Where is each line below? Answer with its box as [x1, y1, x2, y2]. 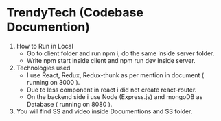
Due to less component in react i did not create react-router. [26, 85, 197, 94]
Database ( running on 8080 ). [26, 100, 113, 108]
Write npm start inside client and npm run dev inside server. [26, 56, 196, 64]
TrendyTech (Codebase [6, 5, 143, 21]
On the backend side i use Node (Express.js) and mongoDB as [26, 92, 203, 100]
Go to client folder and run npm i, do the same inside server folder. [26, 49, 215, 57]
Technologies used [16, 64, 71, 72]
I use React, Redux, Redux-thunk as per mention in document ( [26, 70, 205, 79]
